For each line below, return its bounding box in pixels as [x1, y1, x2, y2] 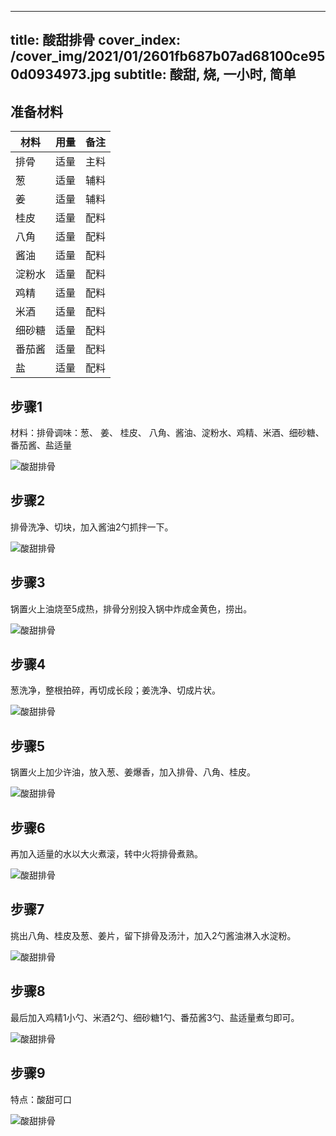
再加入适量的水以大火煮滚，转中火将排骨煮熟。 [10, 848, 203, 860]
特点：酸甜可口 [10, 1093, 72, 1105]
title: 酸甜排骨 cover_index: [10, 32, 182, 49]
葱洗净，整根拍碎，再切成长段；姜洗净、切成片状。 [10, 684, 221, 696]
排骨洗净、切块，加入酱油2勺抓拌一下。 [10, 521, 174, 533]
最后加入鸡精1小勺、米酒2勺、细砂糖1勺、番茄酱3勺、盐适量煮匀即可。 [10, 1011, 300, 1023]
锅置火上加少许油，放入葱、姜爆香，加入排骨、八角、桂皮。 [10, 766, 256, 778]
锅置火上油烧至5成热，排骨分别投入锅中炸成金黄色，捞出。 [10, 602, 253, 615]
